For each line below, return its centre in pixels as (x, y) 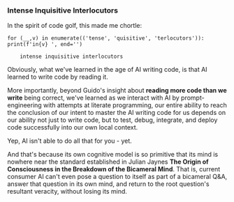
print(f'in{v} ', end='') (45, 45)
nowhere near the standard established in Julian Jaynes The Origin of (108, 162)
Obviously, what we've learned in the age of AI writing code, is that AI (107, 70)
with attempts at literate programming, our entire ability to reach (135, 105)
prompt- (192, 98)
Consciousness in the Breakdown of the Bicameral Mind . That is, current (114, 169)
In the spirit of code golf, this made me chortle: (74, 26)
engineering (24, 105)
